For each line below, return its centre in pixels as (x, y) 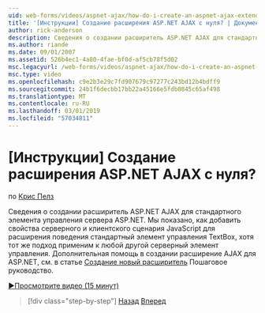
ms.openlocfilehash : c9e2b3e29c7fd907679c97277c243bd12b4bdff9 (114, 81)
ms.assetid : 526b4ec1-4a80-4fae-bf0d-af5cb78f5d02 (93, 60)
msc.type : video (35, 74)
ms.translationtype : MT (47, 96)
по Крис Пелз (31, 196)
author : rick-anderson (45, 30)
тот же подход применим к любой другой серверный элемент (114, 245)
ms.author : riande (38, 45)
